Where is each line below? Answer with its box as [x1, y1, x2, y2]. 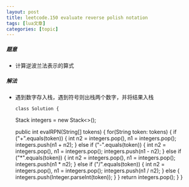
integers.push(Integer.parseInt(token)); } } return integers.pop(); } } [15, 174, 184, 181]
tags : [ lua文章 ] [6, 20, 46, 26]
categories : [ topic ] [6, 26, 59, 32]
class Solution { [15, 106, 60, 112]
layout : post [6, 9, 40, 15]
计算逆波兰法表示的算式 [15, 62, 74, 69]
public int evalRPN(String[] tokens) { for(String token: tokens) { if [15, 129, 177, 136]
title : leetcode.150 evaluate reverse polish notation [6, 15, 148, 21]
